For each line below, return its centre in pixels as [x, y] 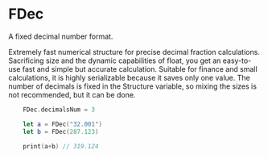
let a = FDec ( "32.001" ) [63, 124]
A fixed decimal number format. [61, 36]
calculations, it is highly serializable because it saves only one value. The [130, 77]
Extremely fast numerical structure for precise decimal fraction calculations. [134, 52]
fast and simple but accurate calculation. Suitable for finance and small [140, 69]
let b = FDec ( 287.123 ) [61, 131]
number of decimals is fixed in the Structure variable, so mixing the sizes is [133, 86]
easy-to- [237, 60]
